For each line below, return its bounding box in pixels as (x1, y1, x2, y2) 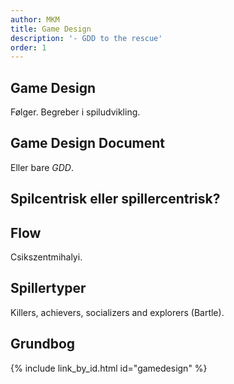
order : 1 (10, 42, 47, 53)
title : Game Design (10, 24, 92, 34)
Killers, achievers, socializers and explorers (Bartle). (10, 306, 225, 318)
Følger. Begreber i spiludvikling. (10, 106, 141, 118)
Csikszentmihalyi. (10, 251, 83, 263)
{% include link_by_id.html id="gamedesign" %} (10, 362, 208, 374)
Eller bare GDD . (10, 161, 74, 173)
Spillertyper (10, 280, 87, 297)
